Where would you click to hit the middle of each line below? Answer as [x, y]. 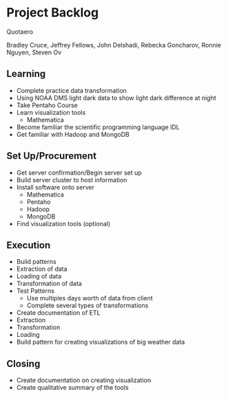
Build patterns [36, 262]
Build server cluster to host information [72, 179]
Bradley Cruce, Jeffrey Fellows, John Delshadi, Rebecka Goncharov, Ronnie [114, 45]
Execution [29, 245]
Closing [23, 363]
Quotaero [20, 32]
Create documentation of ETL [58, 313]
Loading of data [39, 276]
